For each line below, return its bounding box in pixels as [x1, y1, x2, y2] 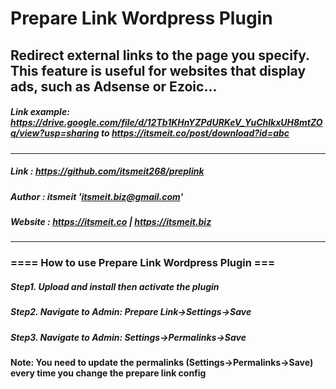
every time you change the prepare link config [10, 367, 207, 379]
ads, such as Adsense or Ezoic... [10, 78, 218, 95]
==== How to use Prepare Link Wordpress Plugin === [10, 256, 276, 270]
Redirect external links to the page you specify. [10, 47, 310, 64]
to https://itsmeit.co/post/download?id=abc [100, 127, 290, 139]
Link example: [10, 106, 70, 118]
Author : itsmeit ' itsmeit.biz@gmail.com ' [10, 190, 184, 202]
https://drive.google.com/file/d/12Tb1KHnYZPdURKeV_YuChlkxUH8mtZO [10, 117, 323, 129]
